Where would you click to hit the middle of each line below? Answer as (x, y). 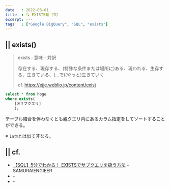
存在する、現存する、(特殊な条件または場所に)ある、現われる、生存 (88, 69)
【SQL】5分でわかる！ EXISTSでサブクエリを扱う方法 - (71, 165)
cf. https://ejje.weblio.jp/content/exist (57, 85)
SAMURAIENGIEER (32, 171)
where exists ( (20, 99)
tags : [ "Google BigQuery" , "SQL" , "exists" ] (57, 24)
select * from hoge (26, 95)
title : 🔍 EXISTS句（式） (33, 15)
